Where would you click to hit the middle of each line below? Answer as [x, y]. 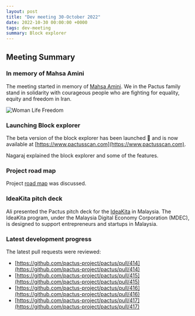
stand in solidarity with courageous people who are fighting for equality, [93, 92]
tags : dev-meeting [28, 28]
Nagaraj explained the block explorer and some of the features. [82, 156]
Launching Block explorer [43, 125]
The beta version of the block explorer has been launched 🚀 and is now [92, 138]
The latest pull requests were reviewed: [54, 252]
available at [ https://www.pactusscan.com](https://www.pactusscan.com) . [96, 145]
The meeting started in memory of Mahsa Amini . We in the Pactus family [93, 86]
